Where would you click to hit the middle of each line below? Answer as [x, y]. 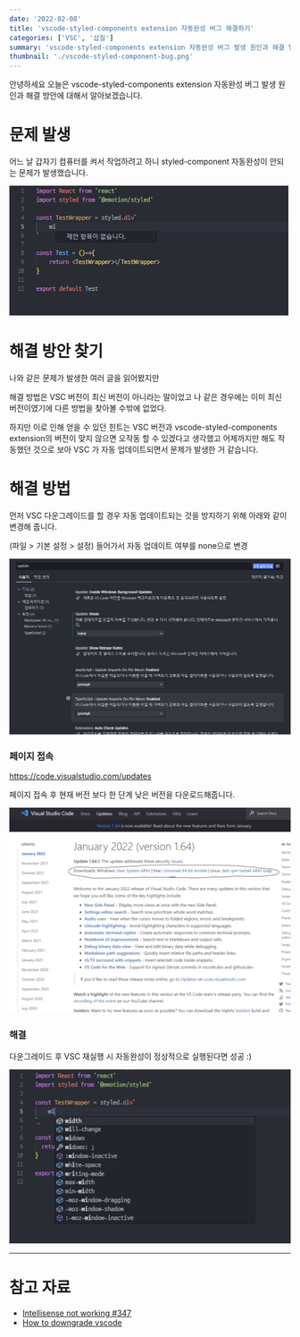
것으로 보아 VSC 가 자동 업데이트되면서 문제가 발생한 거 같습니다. [146, 449]
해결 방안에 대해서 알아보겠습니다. [84, 96]
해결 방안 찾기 [56, 351]
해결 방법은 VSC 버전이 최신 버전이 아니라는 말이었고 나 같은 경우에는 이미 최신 [146, 397]
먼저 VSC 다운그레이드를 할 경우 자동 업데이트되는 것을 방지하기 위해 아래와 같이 [148, 515]
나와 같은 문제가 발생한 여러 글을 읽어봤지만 [84, 378]
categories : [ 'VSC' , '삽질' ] [62, 38]
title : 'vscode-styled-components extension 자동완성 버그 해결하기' [132, 28]
